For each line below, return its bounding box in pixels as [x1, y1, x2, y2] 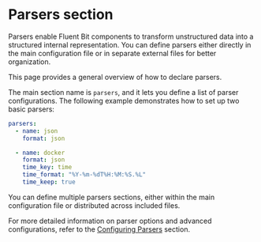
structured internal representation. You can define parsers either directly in [8, 40, 252, 49]
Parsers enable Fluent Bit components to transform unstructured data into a [8, 32, 254, 41]
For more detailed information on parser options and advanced [8, 216, 212, 225]
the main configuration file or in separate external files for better [8, 48, 217, 58]
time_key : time [22, 164, 73, 172]
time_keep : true [22, 178, 76, 187]
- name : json [15, 127, 58, 135]
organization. [8, 57, 51, 66]
